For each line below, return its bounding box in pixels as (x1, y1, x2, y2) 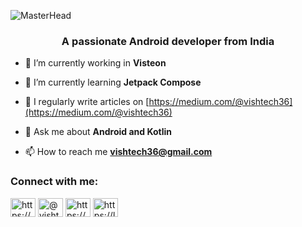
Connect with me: (10, 175, 99, 189)
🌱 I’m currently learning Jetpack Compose (24, 76, 202, 89)
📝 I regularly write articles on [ (24, 96, 150, 108)
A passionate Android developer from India (61, 34, 275, 48)
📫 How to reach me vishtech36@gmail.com (24, 146, 213, 158)
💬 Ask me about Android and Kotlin (24, 126, 173, 138)
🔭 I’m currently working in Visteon (24, 57, 167, 69)
